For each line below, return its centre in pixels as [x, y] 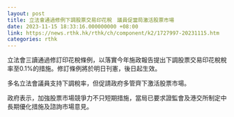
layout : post [26, 13]
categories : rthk [32, 39]
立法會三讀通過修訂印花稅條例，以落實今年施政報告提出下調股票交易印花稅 [114, 60]
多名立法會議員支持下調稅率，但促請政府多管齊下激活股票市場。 [99, 83]
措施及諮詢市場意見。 [62, 107]
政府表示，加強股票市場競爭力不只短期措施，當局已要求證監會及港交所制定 [114, 98]
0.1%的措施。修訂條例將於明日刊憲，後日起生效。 [90, 69]
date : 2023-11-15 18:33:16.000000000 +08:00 [73, 26]
